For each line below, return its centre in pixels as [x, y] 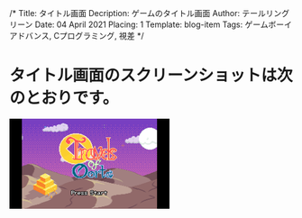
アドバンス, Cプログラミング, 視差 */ [77, 36]
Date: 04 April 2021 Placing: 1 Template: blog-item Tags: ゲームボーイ [164, 24]
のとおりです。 [64, 98]
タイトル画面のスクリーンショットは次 [151, 76]
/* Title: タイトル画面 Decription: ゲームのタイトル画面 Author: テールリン [146, 13]
